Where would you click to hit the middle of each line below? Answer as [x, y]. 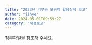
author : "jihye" [22, 14]
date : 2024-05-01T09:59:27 [33, 19]
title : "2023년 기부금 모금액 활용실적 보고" [46, 10]
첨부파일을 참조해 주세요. [29, 38]
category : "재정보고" [25, 23]
